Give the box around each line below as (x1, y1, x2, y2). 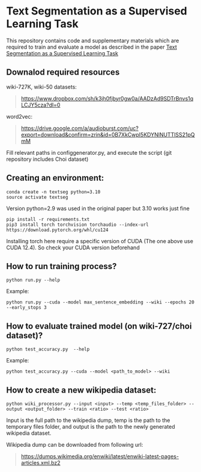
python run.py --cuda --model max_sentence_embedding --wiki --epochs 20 (6, 299, 195, 305)
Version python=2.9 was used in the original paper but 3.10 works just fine (6, 205, 190, 212)
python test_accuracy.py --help (6, 346, 90, 353)
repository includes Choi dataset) (6, 155, 89, 163)
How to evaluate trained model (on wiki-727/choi (6, 321, 192, 331)
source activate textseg (6, 194, 68, 200)
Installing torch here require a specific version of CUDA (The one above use (6, 237, 194, 244)
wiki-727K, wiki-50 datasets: (6, 83, 77, 90)
